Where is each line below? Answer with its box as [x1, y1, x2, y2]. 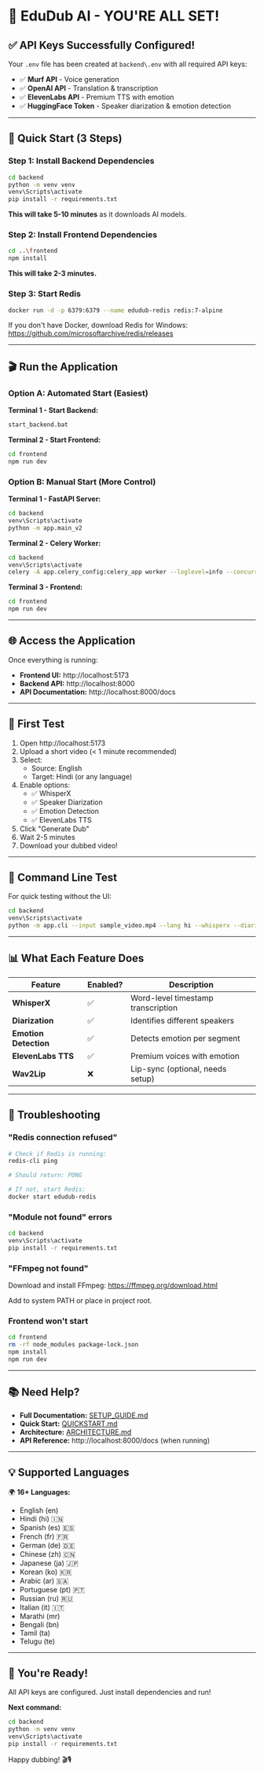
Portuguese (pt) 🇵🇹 [19, 1584, 86, 1594]
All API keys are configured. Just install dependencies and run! [8, 1688, 211, 1697]
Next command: [8, 1703, 62, 1712]
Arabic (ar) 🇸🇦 [19, 1576, 69, 1585]
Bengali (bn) [19, 1619, 60, 1629]
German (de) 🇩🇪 [19, 1540, 75, 1550]
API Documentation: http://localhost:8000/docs [19, 687, 176, 697]
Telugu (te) [19, 1636, 56, 1646]
